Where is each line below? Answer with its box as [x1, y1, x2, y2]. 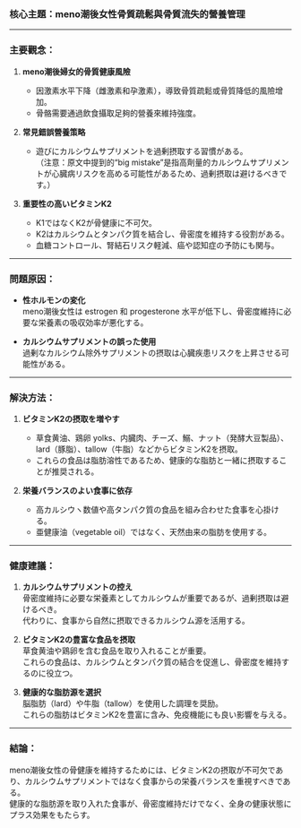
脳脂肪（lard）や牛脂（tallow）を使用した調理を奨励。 [21, 698, 224, 709]
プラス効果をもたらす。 [9, 809, 96, 820]
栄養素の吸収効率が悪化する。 [38, 316, 149, 328]
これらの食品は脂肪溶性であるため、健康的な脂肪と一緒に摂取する [35, 455, 279, 466]
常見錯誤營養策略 [21, 126, 86, 137]
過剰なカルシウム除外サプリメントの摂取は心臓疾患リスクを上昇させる [21, 347, 282, 358]
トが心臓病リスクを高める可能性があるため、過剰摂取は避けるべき [35, 168, 279, 178]
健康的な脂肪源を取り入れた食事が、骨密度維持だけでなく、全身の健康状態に [9, 798, 292, 808]
